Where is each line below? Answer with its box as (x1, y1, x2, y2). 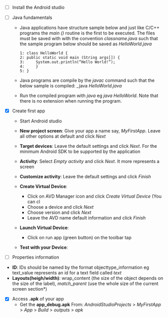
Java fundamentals (12, 15, 53, 21)
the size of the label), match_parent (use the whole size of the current (12, 280, 158, 287)
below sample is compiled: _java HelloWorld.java (19, 83, 122, 89)
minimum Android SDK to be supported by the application (19, 148, 141, 154)
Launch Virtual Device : (19, 225, 69, 231)
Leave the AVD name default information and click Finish (27, 215, 146, 221)
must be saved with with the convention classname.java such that (19, 36, 158, 42)
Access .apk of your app (12, 296, 64, 302)
